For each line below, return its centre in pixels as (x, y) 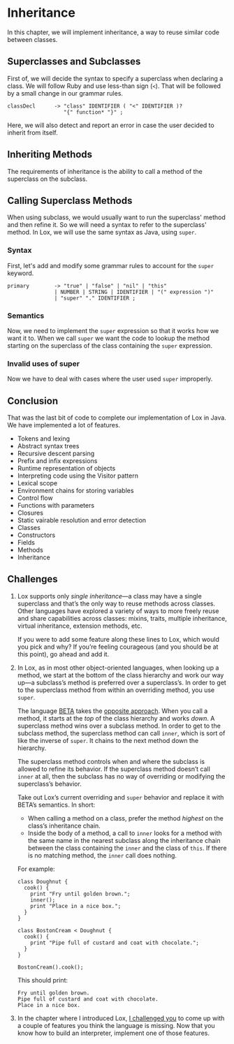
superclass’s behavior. (49, 784)
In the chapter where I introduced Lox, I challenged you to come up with (121, 1018)
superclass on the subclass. (47, 179)
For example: (36, 869)
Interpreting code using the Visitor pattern (78, 476)
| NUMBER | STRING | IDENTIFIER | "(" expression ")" (134, 292)
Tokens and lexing (44, 439)
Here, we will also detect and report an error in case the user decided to (111, 125)
